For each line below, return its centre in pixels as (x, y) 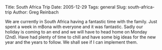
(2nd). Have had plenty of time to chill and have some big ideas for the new (81, 37)
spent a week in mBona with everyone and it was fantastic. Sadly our (74, 27)
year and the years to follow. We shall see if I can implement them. (71, 42)
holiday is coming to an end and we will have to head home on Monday (76, 32)
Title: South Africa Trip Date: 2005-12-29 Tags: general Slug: (66, 7)
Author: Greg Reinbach (36, 12)
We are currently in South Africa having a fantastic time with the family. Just (81, 22)
